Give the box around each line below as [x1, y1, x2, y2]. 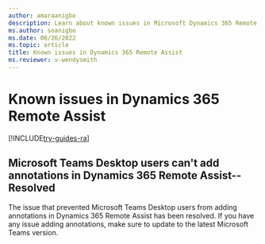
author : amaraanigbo [8, 11, 77, 20]
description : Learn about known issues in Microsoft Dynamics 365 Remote [8, 19, 258, 27]
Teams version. [8, 227, 59, 237]
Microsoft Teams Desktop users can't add [8, 157, 220, 170]
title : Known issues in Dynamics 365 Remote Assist [8, 48, 182, 56]
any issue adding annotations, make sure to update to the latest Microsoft [8, 219, 248, 229]
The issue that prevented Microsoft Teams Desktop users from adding [8, 202, 238, 211]
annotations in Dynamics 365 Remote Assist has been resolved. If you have [8, 211, 255, 220]
